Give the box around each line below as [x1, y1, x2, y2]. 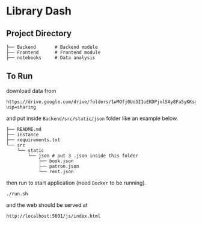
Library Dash [6, 4, 72, 18]
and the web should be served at [6, 201, 88, 209]
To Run [6, 71, 33, 81]
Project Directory [6, 28, 72, 39]
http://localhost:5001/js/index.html [6, 213, 101, 219]
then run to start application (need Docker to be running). [6, 179, 147, 186]
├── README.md [6, 126, 42, 132]
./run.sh [6, 191, 28, 197]
